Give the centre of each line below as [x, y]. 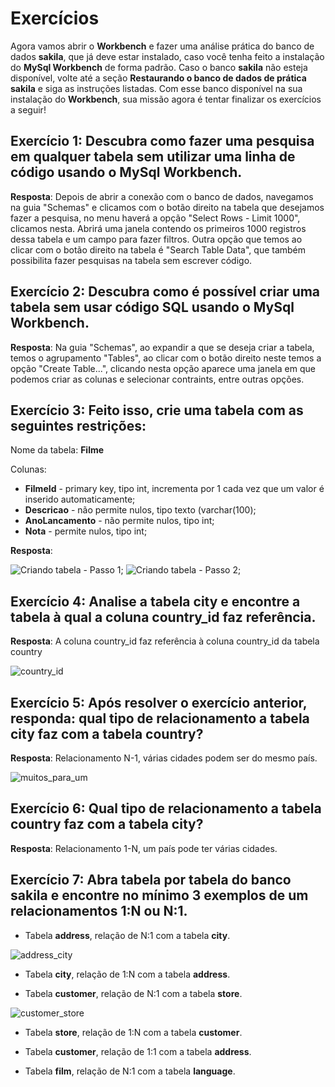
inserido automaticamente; [80, 499]
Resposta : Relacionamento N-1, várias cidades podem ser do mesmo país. [164, 758]
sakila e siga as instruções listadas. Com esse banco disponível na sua [156, 88]
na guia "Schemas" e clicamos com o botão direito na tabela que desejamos [167, 207]
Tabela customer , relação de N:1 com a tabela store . [133, 993]
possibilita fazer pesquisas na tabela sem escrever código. [131, 260]
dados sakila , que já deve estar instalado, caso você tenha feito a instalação [167, 56]
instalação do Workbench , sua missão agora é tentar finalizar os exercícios [166, 99]
